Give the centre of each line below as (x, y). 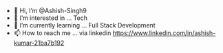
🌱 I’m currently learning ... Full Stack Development (85, 25)
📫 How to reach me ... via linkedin (62, 33)
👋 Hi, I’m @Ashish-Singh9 (50, 11)
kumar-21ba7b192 (39, 43)
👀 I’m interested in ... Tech (51, 18)
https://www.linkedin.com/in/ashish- (164, 33)
